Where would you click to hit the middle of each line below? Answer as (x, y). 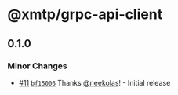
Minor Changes (37, 66)
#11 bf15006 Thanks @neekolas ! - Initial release (94, 82)
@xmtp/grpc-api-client (85, 15)
